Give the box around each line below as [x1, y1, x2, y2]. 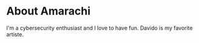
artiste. [6, 30, 24, 38]
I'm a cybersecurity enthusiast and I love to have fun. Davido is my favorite [6, 24, 193, 31]
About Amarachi [6, 4, 91, 18]
